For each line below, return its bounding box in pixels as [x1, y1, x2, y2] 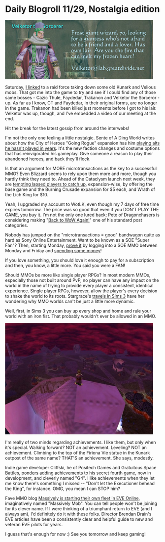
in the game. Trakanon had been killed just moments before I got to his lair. [5, 105, 157, 111]
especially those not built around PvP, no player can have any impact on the [5, 277, 159, 283]
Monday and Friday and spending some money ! [5, 247, 102, 253]
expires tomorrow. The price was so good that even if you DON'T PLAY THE [5, 206, 159, 212]
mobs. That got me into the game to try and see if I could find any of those [5, 89, 156, 95]
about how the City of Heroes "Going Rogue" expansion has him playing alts [5, 140, 160, 146]
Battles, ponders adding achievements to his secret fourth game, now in [5, 470, 151, 476]
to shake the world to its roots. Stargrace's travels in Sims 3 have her [5, 293, 145, 299]
